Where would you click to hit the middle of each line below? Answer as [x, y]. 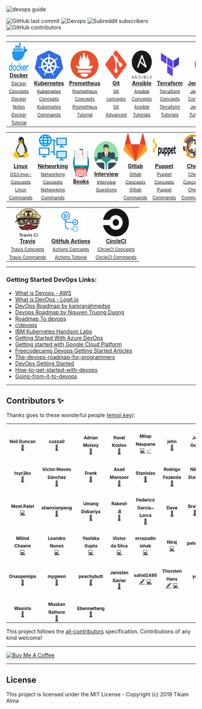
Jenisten [119, 573]
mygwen [57, 577]
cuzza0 [57, 441]
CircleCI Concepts [116, 250]
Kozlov [119, 446]
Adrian [91, 438]
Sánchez [57, 477]
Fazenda [172, 477]
